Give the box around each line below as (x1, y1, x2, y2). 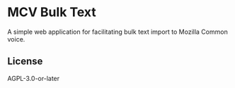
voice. (7, 34, 25, 43)
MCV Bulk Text (7, 4, 97, 20)
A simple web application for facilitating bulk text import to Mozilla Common (7, 27, 228, 36)
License (7, 56, 43, 68)
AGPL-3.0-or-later (7, 74, 60, 82)
